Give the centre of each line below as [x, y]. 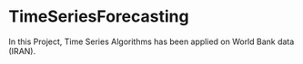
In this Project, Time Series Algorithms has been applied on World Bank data [151, 41]
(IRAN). [22, 50]
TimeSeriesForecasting [99, 17]
